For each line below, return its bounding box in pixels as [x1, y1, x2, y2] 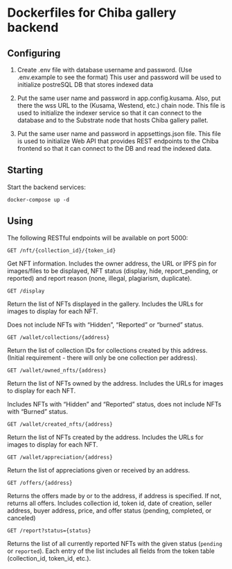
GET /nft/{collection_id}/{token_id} [7, 247, 116, 254]
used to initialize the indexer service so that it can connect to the [17, 109, 202, 117]
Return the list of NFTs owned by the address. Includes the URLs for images [7, 379, 224, 387]
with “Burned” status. [7, 407, 69, 415]
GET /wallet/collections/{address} [7, 333, 110, 341]
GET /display [7, 287, 45, 295]
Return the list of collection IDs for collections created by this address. [7, 346, 208, 354]
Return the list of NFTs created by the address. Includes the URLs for [7, 433, 204, 441]
